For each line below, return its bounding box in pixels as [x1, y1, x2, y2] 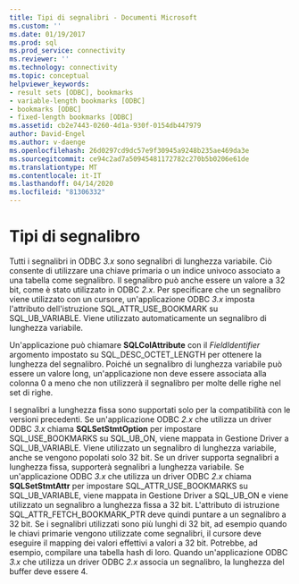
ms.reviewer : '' [9, 55, 70, 63]
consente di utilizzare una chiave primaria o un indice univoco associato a [9, 265, 281, 275]
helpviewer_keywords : [9, 80, 90, 89]
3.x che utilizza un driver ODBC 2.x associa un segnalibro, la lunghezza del [9, 556, 285, 567]
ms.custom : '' [9, 21, 62, 30]
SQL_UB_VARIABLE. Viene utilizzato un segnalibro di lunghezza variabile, [9, 442, 277, 453]
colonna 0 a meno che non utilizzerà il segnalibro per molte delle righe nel [9, 377, 281, 388]
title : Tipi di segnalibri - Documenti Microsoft [9, 13, 198, 22]
